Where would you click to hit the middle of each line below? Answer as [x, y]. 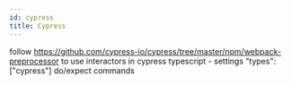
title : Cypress [38, 26]
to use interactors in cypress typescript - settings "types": [169, 61]
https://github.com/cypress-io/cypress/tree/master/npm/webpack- [158, 51]
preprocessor [35, 61]
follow [21, 51]
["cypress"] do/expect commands [72, 70]
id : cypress [31, 17]
